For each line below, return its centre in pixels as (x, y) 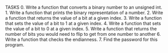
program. (15, 45)
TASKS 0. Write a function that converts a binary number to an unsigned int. (84, 7)
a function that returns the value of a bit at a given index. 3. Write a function (83, 18)
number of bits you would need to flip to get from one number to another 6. (83, 34)
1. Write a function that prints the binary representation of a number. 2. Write (84, 13)
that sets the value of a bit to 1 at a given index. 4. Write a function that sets (83, 23)
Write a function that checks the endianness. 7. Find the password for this (81, 39)
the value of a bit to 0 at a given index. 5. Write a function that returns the (81, 29)
